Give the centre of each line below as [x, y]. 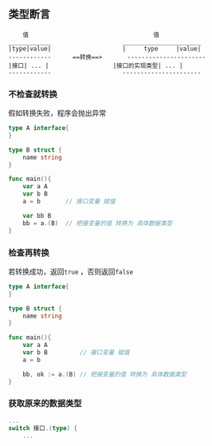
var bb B [37, 215]
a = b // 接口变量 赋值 [69, 202]
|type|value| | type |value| [105, 49]
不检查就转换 [33, 94]
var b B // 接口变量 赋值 [76, 353]
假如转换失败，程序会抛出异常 [57, 113]
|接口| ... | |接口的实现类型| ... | [96, 65]
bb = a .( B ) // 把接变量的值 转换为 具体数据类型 [98, 223]
